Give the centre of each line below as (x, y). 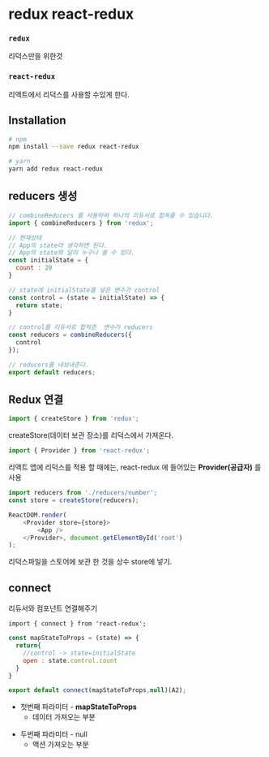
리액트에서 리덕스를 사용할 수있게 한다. (69, 94)
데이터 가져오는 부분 (64, 717)
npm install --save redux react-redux (74, 147)
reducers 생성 (43, 196)
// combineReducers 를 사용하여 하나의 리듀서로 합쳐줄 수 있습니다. (111, 215)
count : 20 (34, 268)
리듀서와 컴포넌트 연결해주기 (53, 608)
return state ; (39, 305)
